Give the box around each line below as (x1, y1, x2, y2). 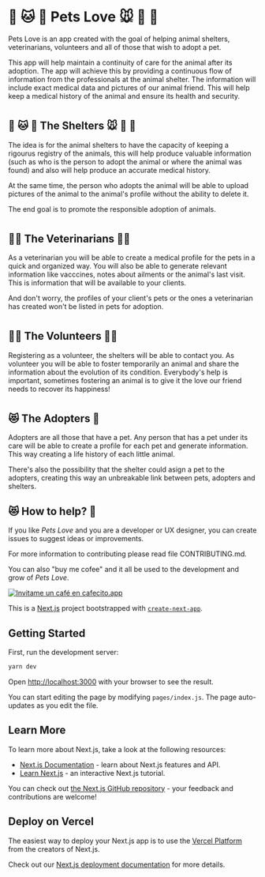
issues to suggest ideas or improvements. (8, 534, 144, 544)
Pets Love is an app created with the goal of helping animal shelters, (8, 34, 230, 43)
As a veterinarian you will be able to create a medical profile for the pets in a (8, 253, 256, 262)
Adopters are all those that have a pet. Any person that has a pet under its (8, 433, 248, 442)
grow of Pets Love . (8, 573, 69, 582)
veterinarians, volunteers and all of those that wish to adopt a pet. (8, 42, 222, 51)
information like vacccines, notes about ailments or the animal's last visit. (8, 269, 246, 280)
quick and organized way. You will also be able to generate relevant (8, 262, 227, 271)
